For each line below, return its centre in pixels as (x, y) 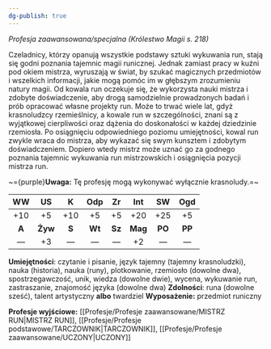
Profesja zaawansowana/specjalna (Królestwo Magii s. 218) (108, 39)
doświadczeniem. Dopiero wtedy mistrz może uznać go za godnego (122, 149)
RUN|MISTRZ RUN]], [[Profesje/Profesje (75, 320)
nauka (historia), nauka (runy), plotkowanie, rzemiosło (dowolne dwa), (125, 270)
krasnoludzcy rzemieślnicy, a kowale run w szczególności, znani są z (123, 115)
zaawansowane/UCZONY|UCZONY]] (70, 337)
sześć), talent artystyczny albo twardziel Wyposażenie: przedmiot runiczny (135, 296)
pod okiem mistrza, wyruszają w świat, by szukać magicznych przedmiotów (135, 71)
